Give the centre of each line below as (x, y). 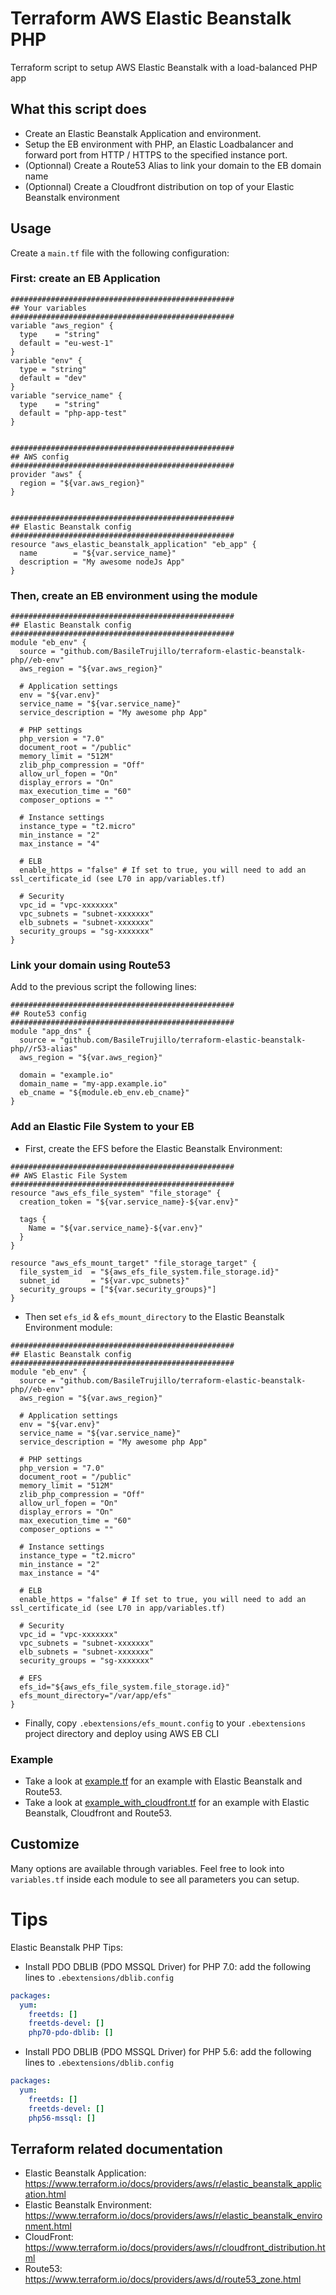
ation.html (45, 2194)
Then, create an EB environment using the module (134, 595)
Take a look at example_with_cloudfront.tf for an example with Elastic (167, 1803)
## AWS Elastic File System (69, 1175)
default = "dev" (53, 378)
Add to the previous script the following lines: (103, 987)
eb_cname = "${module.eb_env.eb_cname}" (104, 1093)
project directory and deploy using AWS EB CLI (122, 1733)
